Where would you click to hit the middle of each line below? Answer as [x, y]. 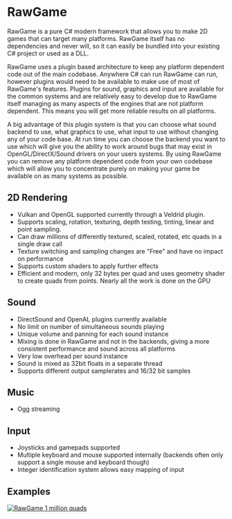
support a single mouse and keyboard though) [83, 462]
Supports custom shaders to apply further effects [88, 266]
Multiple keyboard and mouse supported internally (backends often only [120, 455]
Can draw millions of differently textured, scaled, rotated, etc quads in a [119, 236]
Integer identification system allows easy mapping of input [101, 470]
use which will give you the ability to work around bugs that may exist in [110, 146]
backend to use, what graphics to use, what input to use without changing [113, 132]
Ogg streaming [38, 409]
